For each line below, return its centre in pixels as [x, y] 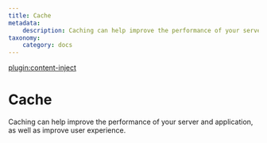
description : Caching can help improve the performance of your [131, 30]
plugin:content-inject [43, 68]
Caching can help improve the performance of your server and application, [131, 122]
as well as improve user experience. [67, 130]
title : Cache [30, 15]
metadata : [25, 23]
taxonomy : [25, 38]
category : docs [48, 45]
